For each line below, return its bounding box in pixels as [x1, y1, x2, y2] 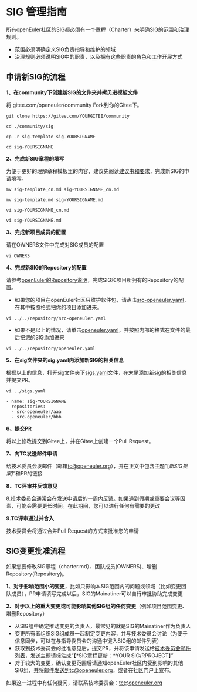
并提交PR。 [6, 376, 33, 383]
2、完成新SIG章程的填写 [6, 155, 64, 162]
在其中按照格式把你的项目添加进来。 [14, 304, 103, 311]
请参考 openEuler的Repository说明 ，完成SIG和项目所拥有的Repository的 [6, 276, 179, 283]
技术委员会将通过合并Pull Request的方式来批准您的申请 [6, 527, 139, 534]
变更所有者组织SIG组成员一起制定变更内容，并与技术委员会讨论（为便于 [14, 630, 188, 637]
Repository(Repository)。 [6, 570, 67, 577]
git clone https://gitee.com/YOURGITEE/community [6, 113, 130, 119]
